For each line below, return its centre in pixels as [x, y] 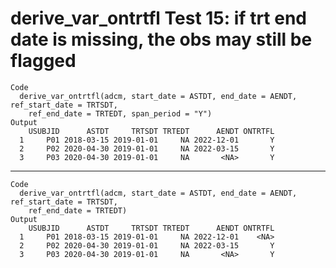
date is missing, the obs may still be [161, 39]
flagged [43, 61]
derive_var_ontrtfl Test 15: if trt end [158, 18]
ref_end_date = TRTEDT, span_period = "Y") [120, 113]
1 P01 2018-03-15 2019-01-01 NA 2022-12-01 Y [147, 140]
